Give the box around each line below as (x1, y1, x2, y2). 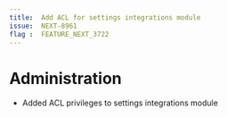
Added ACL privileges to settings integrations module (21, 97, 218, 108)
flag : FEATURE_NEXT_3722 (9, 29, 109, 38)
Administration (9, 68, 122, 88)
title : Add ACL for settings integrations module (9, 13, 201, 22)
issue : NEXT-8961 (9, 21, 77, 30)
